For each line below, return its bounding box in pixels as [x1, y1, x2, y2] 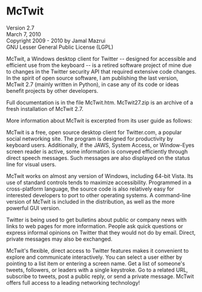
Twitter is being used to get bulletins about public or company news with [6, 216, 187, 223]
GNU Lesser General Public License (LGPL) [6, 43, 113, 51]
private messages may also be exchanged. [6, 235, 113, 243]
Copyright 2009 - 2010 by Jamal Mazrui [6, 37, 106, 44]
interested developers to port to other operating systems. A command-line [6, 191, 191, 198]
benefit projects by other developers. [6, 87, 98, 94]
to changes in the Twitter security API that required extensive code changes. [6, 68, 197, 75]
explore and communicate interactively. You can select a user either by [6, 253, 183, 261]
